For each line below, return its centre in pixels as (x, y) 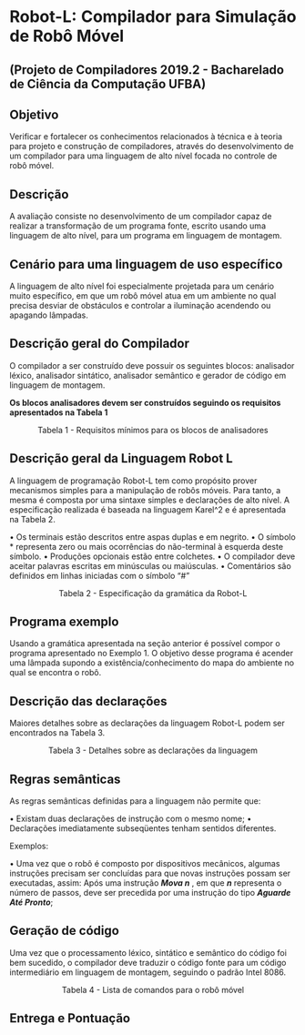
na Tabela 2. (33, 519)
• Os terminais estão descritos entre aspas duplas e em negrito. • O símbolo (152, 537)
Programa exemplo (64, 622)
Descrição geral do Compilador (99, 344)
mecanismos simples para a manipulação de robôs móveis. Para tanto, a (145, 490)
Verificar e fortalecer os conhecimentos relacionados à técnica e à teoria (146, 137)
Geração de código (65, 931)
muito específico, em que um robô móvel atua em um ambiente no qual (143, 296)
